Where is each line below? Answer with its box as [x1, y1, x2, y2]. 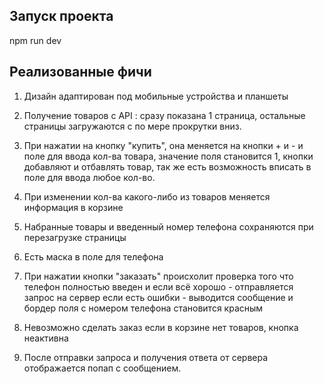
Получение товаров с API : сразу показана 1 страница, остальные [23, 109, 306, 121]
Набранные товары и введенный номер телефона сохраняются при [23, 220, 314, 233]
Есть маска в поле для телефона [23, 250, 164, 263]
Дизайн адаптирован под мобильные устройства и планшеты [23, 90, 289, 102]
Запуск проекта [9, 8, 114, 25]
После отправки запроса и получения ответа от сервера [23, 351, 269, 363]
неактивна [23, 332, 69, 344]
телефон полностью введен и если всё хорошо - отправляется [23, 280, 294, 293]
